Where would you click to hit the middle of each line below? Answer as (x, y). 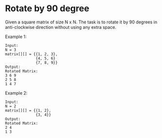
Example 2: (16, 93)
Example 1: (16, 37)
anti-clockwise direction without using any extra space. (61, 27)
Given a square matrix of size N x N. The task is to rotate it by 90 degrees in (81, 22)
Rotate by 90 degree (47, 9)
